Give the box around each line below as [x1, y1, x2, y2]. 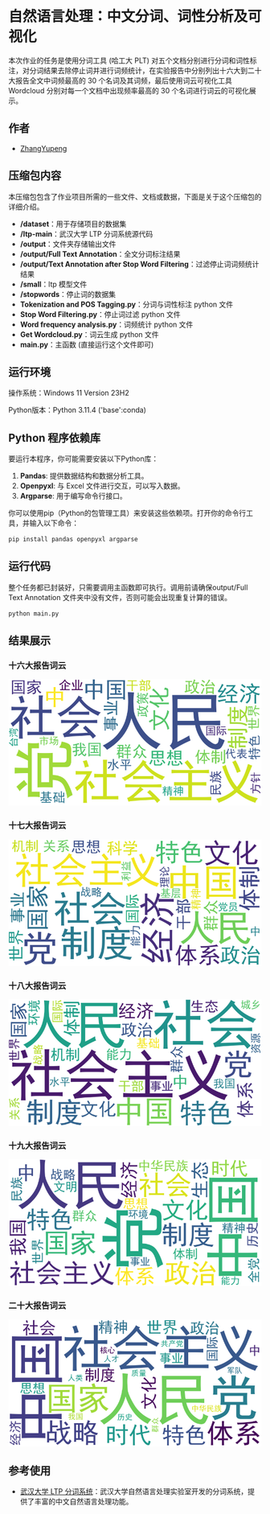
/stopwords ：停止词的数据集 [19, 289, 117, 298]
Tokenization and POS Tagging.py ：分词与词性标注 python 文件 [19, 299, 234, 309]
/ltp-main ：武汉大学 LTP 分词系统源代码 [19, 228, 153, 238]
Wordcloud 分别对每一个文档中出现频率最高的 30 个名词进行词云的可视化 [8, 85, 250, 95]
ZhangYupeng [19, 143, 67, 153]
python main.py [8, 609, 59, 618]
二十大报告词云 [8, 1300, 67, 1311]
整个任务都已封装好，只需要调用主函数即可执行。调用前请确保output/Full [8, 582, 248, 592]
